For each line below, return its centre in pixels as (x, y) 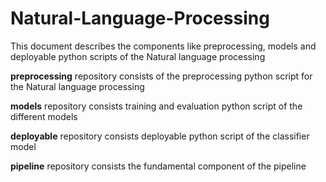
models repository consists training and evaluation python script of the (156, 106)
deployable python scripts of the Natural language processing (138, 56)
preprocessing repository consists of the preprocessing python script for (161, 76)
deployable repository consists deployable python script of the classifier (160, 136)
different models (44, 116)
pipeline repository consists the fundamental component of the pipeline (158, 166)
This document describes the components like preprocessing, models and (163, 46)
